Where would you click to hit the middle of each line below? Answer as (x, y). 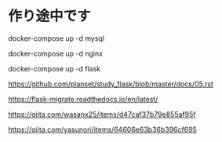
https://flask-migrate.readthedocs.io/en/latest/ (83, 99)
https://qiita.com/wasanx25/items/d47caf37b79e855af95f (102, 114)
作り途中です (50, 16)
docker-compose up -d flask (55, 68)
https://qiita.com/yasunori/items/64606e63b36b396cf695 (103, 129)
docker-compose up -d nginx (56, 53)
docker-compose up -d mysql (56, 38)
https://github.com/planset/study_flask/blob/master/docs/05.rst (111, 84)
